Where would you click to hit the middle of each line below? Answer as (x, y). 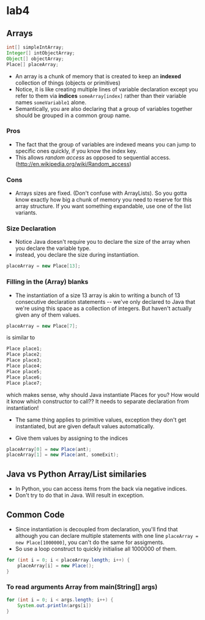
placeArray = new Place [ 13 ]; (43, 266)
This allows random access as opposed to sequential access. (93, 157)
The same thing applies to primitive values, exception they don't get (101, 420)
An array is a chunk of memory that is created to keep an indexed (98, 76)
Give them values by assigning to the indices (72, 438)
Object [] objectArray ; (35, 59)
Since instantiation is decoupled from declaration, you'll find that (96, 529)
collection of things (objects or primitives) (68, 83)
